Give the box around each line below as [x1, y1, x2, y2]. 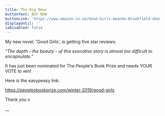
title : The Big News [5, 7, 48, 12]
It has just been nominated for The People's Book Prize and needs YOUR [5, 63, 152, 69]
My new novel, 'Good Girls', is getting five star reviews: [5, 39, 116, 45]
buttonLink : [5, 16, 29, 21]
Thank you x [5, 96, 30, 103]
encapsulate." [5, 53, 33, 59]
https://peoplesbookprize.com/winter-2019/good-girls [5, 87, 114, 93]
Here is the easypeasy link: [5, 78, 60, 84]
